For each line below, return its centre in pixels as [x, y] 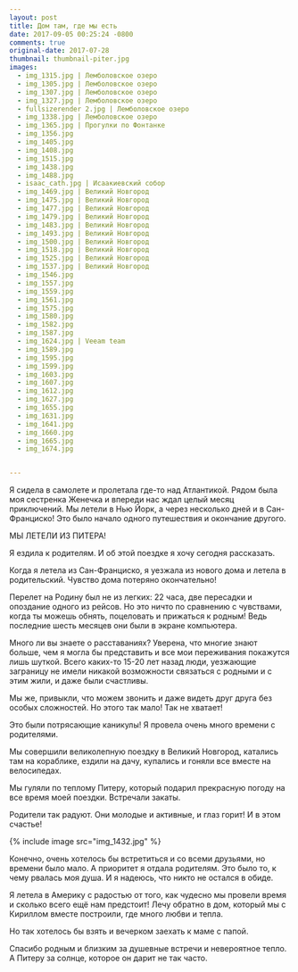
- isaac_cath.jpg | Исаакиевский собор [91, 184]
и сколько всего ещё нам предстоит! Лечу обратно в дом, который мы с [148, 905]
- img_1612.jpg [46, 391]
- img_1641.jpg [46, 424]
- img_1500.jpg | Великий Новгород [83, 242]
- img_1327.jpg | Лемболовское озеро [87, 100]
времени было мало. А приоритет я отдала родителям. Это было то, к [143, 868]
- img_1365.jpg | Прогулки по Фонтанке [91, 126]
